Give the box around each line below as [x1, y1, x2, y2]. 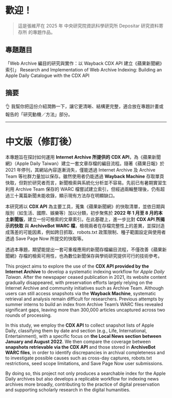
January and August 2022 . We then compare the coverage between [5, 338, 151, 345]
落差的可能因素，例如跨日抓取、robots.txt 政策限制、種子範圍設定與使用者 [9, 229, 166, 235]
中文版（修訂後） [5, 136, 78, 147]
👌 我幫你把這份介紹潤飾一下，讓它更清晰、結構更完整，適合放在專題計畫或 [5, 103, 164, 109]
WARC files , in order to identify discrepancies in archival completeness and [5, 349, 165, 355]
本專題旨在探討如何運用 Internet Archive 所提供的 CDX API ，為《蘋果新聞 [5, 154, 161, 160]
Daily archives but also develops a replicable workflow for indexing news [5, 375, 159, 382]
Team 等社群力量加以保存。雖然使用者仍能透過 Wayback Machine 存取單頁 [5, 173, 164, 179]
